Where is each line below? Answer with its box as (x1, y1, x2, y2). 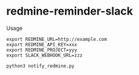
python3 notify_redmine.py (6, 63, 75, 69)
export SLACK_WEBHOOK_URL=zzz (6, 52, 83, 59)
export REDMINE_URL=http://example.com (6, 36, 107, 42)
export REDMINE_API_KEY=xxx (6, 41, 78, 48)
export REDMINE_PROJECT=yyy (6, 47, 78, 53)
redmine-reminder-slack (6, 4, 134, 18)
